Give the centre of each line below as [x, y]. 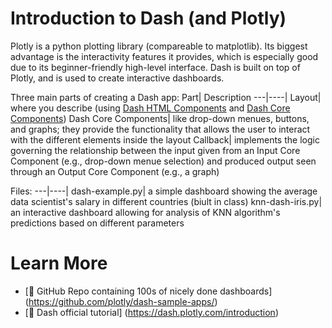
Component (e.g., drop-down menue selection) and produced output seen [163, 161]
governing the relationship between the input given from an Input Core [155, 150]
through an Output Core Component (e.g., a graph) [115, 171]
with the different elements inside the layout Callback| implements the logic [165, 139]
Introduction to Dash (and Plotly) [148, 18]
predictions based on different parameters [97, 223]
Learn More [59, 263]
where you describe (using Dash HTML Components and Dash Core [150, 108]
